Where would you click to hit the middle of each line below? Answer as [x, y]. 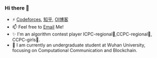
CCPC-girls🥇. [26, 40]
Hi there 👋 [17, 8]
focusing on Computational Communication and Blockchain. [74, 50]
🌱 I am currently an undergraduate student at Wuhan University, [78, 45]
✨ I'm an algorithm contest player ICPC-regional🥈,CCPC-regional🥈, [82, 34]
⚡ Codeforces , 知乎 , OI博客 [40, 19]
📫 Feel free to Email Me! [38, 27]
